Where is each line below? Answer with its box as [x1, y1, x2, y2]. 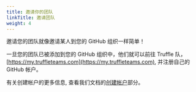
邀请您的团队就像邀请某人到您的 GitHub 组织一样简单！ [6, 38, 145, 45]
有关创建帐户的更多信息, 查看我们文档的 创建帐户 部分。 [6, 79, 144, 86]
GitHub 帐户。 [6, 66, 42, 73]
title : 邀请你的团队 [6, 9, 53, 15]
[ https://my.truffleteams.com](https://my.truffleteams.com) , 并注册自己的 [6, 58, 190, 66]
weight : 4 [6, 20, 32, 26]
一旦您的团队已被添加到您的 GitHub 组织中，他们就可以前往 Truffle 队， [6, 51, 186, 58]
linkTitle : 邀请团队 [6, 15, 55, 21]
